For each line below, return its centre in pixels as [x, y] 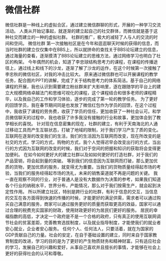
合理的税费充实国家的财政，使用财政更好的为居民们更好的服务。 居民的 [81, 210]
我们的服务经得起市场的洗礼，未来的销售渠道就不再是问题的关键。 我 [88, 173]
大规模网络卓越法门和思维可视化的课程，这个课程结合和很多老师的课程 [81, 92]
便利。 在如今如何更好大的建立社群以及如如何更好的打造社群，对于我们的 [83, 154]
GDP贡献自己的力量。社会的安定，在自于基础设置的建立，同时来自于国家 [79, 235]
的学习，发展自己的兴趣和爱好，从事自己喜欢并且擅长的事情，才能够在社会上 [83, 247]
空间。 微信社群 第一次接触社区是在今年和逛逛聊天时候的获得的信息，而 [86, 43]
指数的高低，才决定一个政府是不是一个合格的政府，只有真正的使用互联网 [83, 216]
